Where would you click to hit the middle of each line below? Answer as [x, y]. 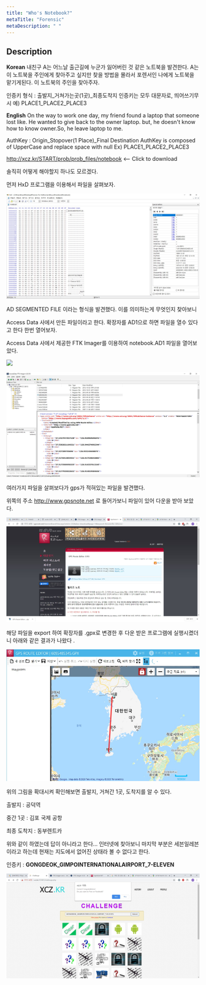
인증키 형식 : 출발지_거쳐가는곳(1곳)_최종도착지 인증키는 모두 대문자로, [90, 96]
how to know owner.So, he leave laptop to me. [65, 128]
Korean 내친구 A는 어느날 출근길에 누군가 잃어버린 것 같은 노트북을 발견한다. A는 [103, 67]
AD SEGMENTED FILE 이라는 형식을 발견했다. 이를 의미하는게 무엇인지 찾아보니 [102, 309]
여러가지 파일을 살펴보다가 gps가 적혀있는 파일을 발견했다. [76, 488]
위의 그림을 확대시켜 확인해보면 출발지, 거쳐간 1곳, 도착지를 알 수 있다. [89, 792]
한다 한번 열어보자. [35, 330]
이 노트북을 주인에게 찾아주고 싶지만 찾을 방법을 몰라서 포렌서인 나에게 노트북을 [101, 75]
